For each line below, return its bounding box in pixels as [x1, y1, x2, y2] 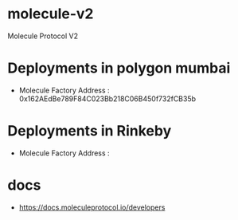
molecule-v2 [7, 5, 94, 23]
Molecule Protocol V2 [7, 31, 79, 41]
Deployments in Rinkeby [7, 122, 172, 140]
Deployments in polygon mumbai [7, 59, 231, 77]
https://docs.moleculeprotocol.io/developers [18, 202, 166, 212]
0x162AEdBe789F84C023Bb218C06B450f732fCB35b [18, 93, 197, 104]
